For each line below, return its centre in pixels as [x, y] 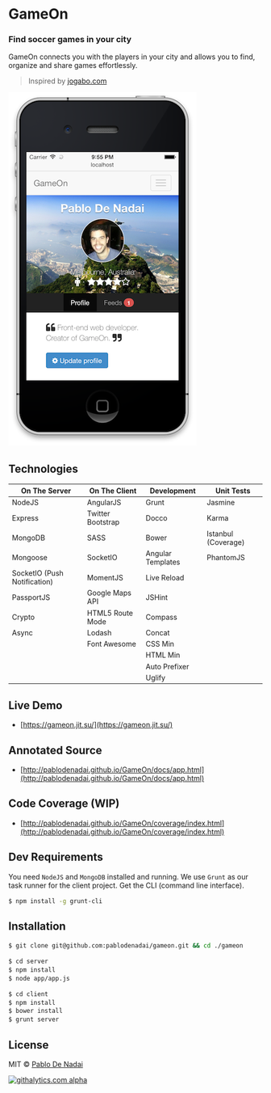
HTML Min [163, 655]
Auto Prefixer [167, 666]
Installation [37, 926]
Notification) [33, 582]
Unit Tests [233, 491]
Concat [158, 632]
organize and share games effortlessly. [73, 65]
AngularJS [104, 503]
